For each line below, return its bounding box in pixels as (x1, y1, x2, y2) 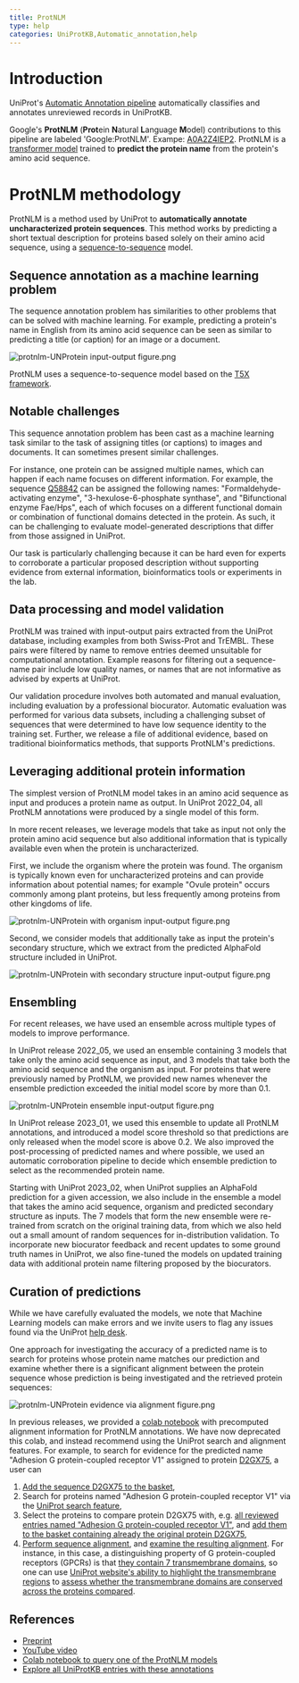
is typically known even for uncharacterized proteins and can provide (9, 870, 264, 880)
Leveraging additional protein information (9, 764, 245, 779)
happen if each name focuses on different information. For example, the (9, 473, 274, 484)
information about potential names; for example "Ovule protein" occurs (9, 879, 270, 889)
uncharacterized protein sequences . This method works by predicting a (9, 223, 278, 234)
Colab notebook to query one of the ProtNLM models (21, 1654, 218, 1665)
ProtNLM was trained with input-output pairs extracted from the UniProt (9, 626, 274, 637)
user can (9, 1464, 42, 1475)
